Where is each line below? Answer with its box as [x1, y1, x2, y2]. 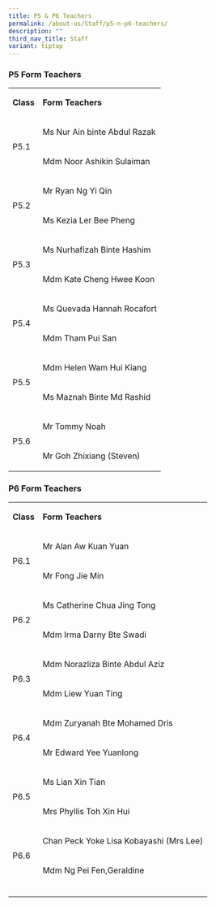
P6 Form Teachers [8, 483, 83, 494]
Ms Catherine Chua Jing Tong [42, 599, 156, 610]
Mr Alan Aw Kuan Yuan [42, 540, 129, 552]
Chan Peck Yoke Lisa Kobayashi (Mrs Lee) [42, 834, 204, 846]
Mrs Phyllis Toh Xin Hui [42, 805, 130, 817]
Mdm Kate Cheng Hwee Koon [42, 274, 155, 285]
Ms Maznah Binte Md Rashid [42, 392, 151, 403]
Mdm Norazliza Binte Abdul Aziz [42, 658, 165, 670]
